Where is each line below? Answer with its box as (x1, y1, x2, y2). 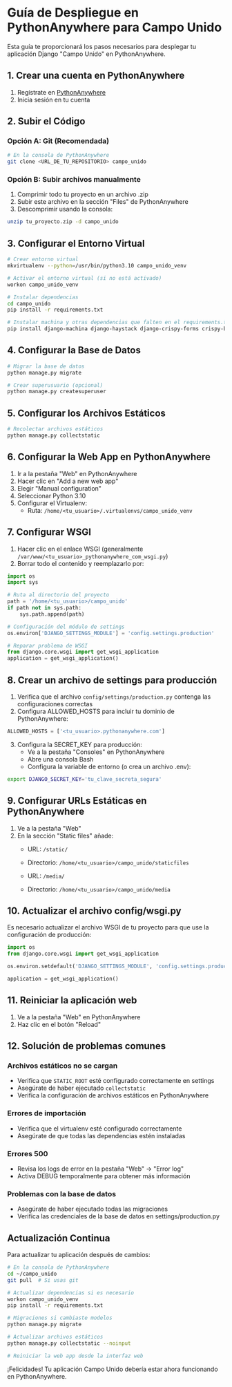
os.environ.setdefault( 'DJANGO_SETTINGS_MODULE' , (7, 963, 153, 970)
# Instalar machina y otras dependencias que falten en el (7, 319, 181, 326)
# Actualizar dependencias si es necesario (7, 1289, 135, 1296)
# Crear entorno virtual (7, 256, 79, 263)
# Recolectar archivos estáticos (7, 426, 104, 433)
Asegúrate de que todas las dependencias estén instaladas (17, 1131, 186, 1140)
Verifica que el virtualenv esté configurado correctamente (17, 1124, 182, 1133)
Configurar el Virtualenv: (17, 499, 88, 507)
